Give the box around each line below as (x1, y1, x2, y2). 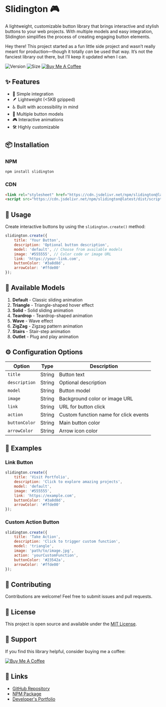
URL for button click (59, 403, 105, 410)
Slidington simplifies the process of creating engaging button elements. (5, 34, 151, 40)
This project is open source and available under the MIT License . (5, 621, 137, 627)
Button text (59, 371, 85, 378)
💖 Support (5, 635, 37, 644)
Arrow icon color (59, 427, 98, 434)
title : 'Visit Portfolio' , (14, 475, 70, 480)
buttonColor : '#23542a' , (14, 557, 65, 563)
